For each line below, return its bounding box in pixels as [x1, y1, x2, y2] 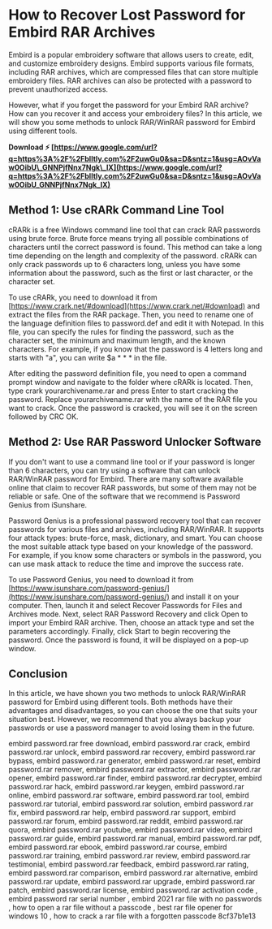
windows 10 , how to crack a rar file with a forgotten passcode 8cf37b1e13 [8, 911, 257, 921]
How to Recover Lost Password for [8, 6, 246, 24]
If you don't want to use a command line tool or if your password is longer [8, 456, 256, 466]
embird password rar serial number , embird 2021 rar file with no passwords [8, 894, 262, 904]
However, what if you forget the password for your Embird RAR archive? [8, 100, 249, 110]
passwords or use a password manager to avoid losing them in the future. [8, 723, 255, 732]
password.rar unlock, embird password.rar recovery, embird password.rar [8, 747, 256, 757]
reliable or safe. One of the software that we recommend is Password [8, 491, 241, 501]
